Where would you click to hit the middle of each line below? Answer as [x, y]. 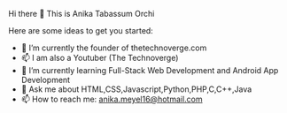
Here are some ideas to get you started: [81, 30]
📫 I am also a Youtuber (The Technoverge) [100, 58]
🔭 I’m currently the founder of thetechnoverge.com [114, 48]
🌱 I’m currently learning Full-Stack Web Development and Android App [150, 70]
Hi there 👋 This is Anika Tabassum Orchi [81, 14]
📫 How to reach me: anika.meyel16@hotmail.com [112, 99]
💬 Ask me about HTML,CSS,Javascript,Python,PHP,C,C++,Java [136, 89]
